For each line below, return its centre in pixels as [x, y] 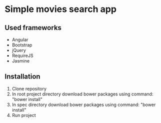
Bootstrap [22, 45]
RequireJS [22, 55]
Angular [20, 39]
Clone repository [29, 88]
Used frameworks [33, 28]
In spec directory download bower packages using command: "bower [84, 104]
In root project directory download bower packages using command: [82, 94]
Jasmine [21, 61]
